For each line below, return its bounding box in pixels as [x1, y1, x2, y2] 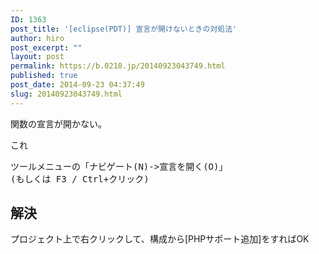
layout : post [10, 52, 65, 62]
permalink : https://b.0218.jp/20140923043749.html [10, 61, 226, 71]
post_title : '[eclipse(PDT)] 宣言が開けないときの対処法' [10, 24, 238, 34]
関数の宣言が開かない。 [10, 117, 107, 130]
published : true [10, 71, 78, 81]
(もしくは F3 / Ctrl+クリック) [10, 173, 150, 185]
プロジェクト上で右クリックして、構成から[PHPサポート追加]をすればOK [10, 233, 310, 245]
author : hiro [10, 33, 65, 43]
